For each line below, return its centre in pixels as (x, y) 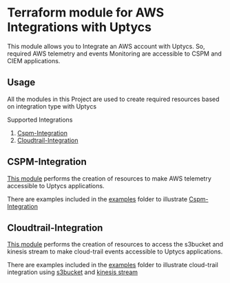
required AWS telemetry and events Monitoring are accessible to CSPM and (115, 54)
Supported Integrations (40, 120)
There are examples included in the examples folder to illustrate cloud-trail (113, 265)
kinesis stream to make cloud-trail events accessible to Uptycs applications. (115, 251)
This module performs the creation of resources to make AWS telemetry (109, 178)
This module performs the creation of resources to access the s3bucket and (115, 245)
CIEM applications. (34, 60)
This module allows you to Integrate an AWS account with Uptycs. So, (106, 46)
